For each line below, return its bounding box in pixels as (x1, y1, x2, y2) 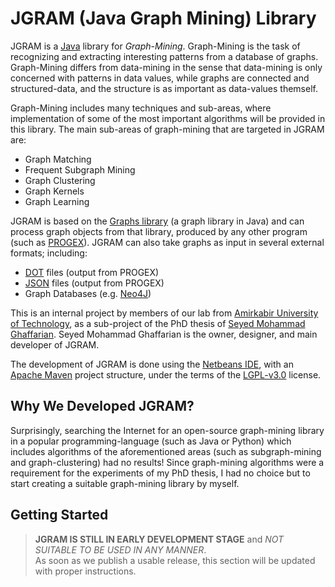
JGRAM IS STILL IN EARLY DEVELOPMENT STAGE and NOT (34, 533, 285, 545)
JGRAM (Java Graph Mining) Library (10, 7, 317, 30)
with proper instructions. (34, 565, 137, 577)
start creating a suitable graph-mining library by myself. (10, 477, 240, 489)
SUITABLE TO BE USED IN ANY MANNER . (34, 543, 207, 556)
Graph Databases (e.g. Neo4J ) (24, 287, 152, 299)
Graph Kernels (24, 185, 85, 197)
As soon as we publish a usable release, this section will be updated (34, 554, 316, 566)
